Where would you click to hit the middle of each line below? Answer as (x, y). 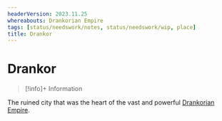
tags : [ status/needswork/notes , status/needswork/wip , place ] (102, 27)
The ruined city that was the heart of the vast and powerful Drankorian (111, 102)
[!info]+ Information (54, 89)
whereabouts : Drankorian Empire (55, 21)
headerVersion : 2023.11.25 (47, 14)
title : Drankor (30, 34)
